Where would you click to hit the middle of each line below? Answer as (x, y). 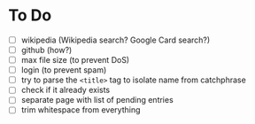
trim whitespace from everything (81, 110)
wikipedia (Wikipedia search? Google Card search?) (116, 40)
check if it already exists (66, 90)
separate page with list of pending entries (97, 100)
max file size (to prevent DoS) (75, 60)
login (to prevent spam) (64, 70)
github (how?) (46, 50)
